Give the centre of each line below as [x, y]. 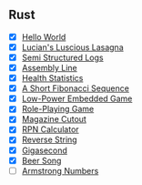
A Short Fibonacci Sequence [75, 88]
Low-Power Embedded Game [77, 98]
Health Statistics [52, 78]
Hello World [44, 36]
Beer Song [41, 160]
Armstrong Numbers [60, 170]
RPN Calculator [50, 129]
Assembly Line [50, 68]
